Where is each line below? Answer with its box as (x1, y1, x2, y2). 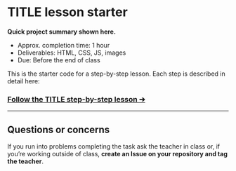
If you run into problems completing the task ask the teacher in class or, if (7, 142, 221, 151)
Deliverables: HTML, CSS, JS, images (17, 48, 126, 57)
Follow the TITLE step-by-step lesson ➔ (7, 94, 145, 104)
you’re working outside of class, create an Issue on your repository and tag (7, 150, 228, 158)
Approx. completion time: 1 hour (17, 41, 110, 49)
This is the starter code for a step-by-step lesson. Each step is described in (7, 69, 226, 78)
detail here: (7, 76, 40, 85)
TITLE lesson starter (7, 4, 128, 20)
